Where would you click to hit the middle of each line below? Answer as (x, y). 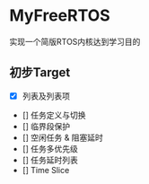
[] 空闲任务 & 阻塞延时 (62, 137)
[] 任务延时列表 (50, 160)
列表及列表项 (46, 96)
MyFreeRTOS (60, 16)
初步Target (40, 73)
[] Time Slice (46, 170)
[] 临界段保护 (46, 126)
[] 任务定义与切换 (54, 115)
